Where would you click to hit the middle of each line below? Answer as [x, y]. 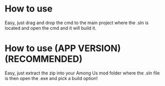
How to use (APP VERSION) [63, 49]
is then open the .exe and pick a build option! [51, 78]
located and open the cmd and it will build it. [51, 28]
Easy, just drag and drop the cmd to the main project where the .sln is [77, 23]
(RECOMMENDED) [44, 59]
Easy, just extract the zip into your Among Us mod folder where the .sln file [82, 73]
